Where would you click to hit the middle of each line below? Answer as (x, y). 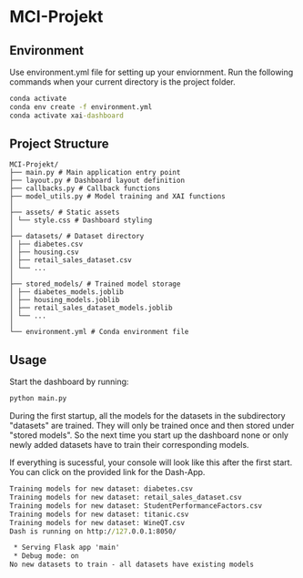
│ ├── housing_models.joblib (65, 300)
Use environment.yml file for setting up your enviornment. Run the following (151, 72)
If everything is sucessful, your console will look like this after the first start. (151, 462)
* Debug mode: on (46, 556)
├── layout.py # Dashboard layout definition (97, 181)
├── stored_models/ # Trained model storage (95, 284)
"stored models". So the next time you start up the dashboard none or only (149, 435)
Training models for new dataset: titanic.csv (99, 514)
